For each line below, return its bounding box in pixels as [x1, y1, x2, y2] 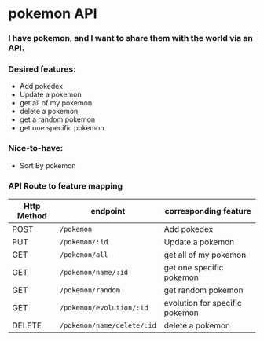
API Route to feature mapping [8, 180, 123, 191]
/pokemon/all [59, 251, 108, 259]
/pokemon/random [59, 286, 120, 295]
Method [16, 211, 47, 221]
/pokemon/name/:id [59, 268, 129, 277]
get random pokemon [163, 284, 244, 295]
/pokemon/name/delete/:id [59, 321, 157, 330]
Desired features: [8, 64, 76, 75]
